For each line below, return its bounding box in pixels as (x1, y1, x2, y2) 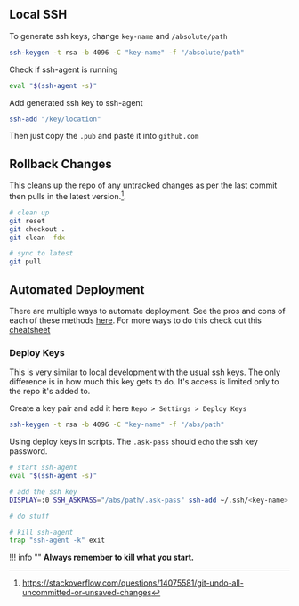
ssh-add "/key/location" (9, 115, 101, 124)
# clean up (9, 208, 50, 217)
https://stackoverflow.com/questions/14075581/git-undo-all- (21, 578, 245, 588)
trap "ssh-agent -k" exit (9, 536, 105, 545)
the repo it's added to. (9, 386, 91, 397)
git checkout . (9, 224, 66, 234)
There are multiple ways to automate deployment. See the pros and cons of (9, 305, 287, 316)
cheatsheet (9, 324, 51, 335)
